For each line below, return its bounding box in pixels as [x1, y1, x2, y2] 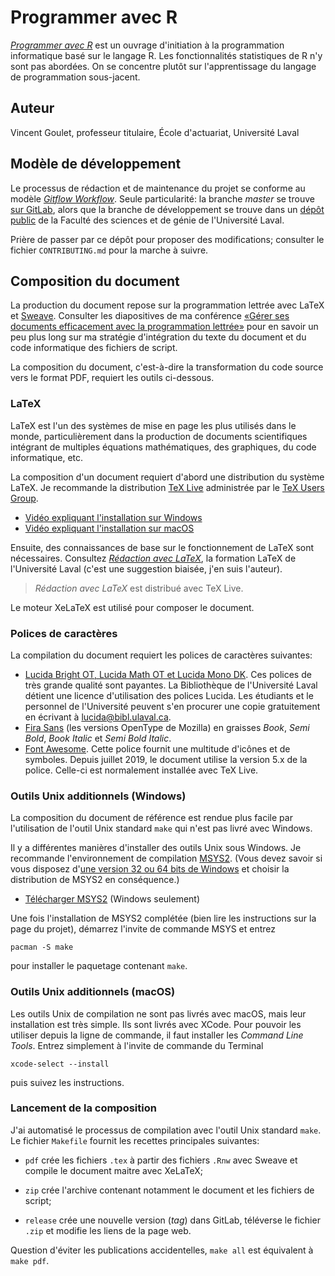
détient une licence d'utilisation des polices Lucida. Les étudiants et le [24, 689, 314, 701]
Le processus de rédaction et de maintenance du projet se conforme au [10, 182, 306, 194]
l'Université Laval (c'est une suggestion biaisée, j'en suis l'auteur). [10, 562, 283, 575]
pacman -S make [10, 942, 74, 953]
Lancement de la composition [10, 1101, 157, 1115]
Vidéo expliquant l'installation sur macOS [24, 522, 195, 534]
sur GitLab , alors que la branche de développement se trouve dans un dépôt [10, 203, 325, 215]
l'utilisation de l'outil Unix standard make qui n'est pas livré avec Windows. [10, 822, 313, 835]
